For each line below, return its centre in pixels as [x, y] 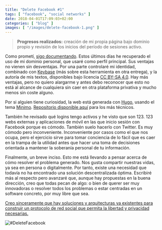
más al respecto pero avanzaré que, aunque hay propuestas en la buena [78, 178]
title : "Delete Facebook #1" [35, 10]
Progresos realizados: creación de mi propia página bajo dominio [83, 42]
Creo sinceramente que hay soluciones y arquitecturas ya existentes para [79, 203]
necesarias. [17, 213]
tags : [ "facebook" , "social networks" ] [48, 14]
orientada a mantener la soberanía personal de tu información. [68, 148]
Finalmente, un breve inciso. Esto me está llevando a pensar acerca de [76, 157]
